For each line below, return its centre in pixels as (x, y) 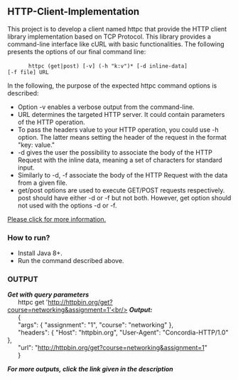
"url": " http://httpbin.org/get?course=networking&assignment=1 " (112, 348)
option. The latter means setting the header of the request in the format (122, 137)
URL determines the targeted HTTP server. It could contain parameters (121, 114)
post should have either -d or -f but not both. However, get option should (124, 197)
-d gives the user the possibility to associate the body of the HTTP (115, 152)
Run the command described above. (71, 261)
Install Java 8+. (40, 253)
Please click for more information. (57, 219)
